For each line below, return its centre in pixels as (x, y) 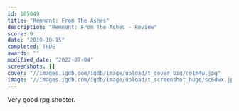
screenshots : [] (31, 66)
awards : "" (23, 54)
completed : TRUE (31, 47)
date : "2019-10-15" (36, 40)
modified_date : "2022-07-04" (51, 60)
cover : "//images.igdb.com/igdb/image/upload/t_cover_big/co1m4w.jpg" (114, 73)
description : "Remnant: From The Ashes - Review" (83, 27)
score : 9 (20, 34)
